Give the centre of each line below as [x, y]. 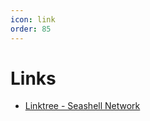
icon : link [33, 19]
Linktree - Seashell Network [82, 106]
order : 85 [31, 29]
